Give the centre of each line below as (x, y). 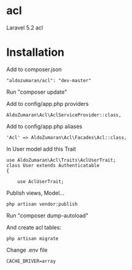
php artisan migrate (33, 238)
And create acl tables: (34, 227)
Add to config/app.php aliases (44, 126)
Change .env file (27, 250)
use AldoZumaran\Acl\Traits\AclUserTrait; (61, 160)
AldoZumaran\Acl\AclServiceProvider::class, (64, 115)
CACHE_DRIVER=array (31, 261)
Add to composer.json (34, 69)
